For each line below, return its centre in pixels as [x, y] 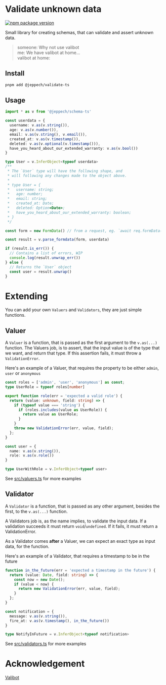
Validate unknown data [53, 9]
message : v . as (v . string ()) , [39, 616]
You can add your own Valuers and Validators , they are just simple [74, 310]
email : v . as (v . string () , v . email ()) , [48, 134]
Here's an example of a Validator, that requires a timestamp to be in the [77, 556]
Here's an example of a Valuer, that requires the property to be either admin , [82, 368]
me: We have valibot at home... [49, 53]
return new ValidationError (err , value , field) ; [69, 589]
